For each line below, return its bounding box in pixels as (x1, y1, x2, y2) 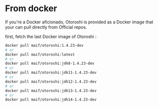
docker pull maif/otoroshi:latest (5, 52, 75, 57)
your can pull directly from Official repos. (5, 24, 88, 30)
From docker (5, 3, 57, 14)
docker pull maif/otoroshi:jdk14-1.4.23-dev (5, 97, 97, 102)
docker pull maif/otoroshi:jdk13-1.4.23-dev (5, 88, 97, 93)
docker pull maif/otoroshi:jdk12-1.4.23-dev (5, 79, 97, 84)
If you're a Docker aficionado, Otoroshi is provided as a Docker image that (5, 19, 154, 25)
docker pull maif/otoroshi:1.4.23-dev (5, 43, 84, 48)
